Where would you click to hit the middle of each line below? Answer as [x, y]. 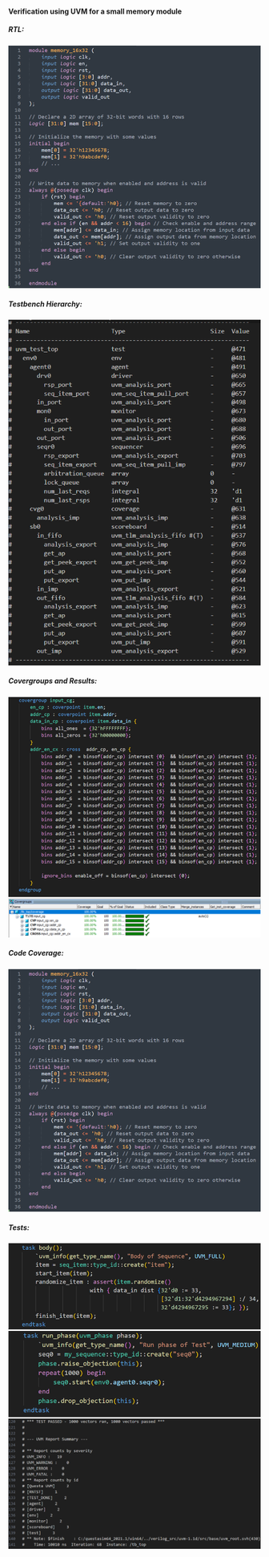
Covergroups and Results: [53, 681]
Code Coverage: [36, 953]
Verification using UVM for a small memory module [95, 11]
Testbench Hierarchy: [45, 304]
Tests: [19, 1227]
